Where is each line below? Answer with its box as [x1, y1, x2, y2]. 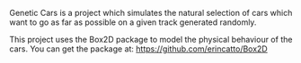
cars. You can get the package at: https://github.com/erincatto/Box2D [9, 43, 268, 54]
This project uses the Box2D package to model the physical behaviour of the [9, 35, 293, 44]
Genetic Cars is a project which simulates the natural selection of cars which [9, 8, 293, 18]
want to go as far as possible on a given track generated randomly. [9, 17, 257, 28]
